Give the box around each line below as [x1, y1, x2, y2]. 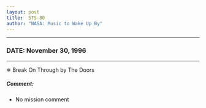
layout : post [6, 9, 40, 15]
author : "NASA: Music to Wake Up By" [6, 20, 103, 26]
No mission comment [15, 96, 69, 103]
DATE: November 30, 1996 [6, 47, 86, 55]
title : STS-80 [6, 15, 45, 21]
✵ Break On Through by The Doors [6, 66, 95, 74]
